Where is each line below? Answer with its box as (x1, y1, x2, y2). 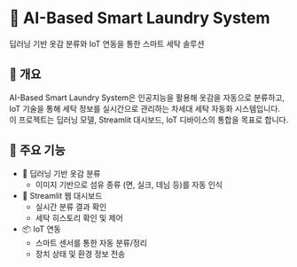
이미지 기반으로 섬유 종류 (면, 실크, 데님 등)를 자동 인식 (35, 179, 223, 190)
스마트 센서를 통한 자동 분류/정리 (35, 237, 148, 247)
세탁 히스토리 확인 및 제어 (35, 212, 124, 223)
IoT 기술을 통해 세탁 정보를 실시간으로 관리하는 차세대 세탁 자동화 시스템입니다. (9, 103, 281, 114)
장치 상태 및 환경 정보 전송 (35, 248, 126, 259)
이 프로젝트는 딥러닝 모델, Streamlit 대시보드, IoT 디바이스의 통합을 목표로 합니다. (9, 114, 289, 125)
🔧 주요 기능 (9, 143, 66, 158)
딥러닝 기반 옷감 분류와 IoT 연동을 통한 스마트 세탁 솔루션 (9, 38, 205, 49)
